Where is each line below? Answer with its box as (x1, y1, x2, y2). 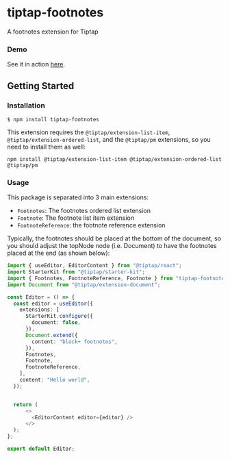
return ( (13, 401, 38, 408)
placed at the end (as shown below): (7, 249, 110, 258)
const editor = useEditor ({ (13, 300, 94, 307)
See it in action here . (7, 60, 65, 69)
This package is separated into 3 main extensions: (7, 193, 149, 201)
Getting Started (7, 80, 75, 92)
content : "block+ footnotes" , (31, 338, 118, 345)
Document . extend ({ (25, 332, 78, 338)
